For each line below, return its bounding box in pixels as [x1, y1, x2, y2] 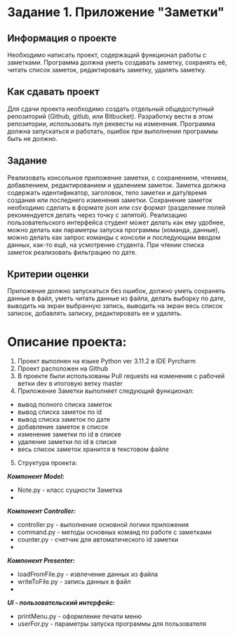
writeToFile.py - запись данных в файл [17, 577, 131, 586]
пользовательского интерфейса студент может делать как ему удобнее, [7, 218, 226, 227]
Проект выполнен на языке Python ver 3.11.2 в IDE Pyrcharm [17, 357, 196, 366]
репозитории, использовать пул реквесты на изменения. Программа [7, 119, 215, 128]
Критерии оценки [7, 268, 89, 281]
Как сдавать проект [7, 86, 100, 98]
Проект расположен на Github [17, 364, 109, 373]
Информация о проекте [7, 32, 117, 44]
